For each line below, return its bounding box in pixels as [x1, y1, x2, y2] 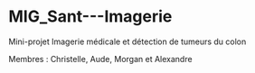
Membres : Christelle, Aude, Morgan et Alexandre [8, 53, 193, 64]
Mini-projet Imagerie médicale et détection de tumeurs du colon [8, 36, 247, 47]
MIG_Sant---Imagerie [8, 6, 173, 27]
